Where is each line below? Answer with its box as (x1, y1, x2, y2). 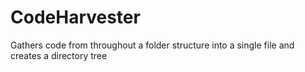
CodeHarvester (10, 6, 141, 29)
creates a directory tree (10, 49, 108, 61)
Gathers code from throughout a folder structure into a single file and (10, 39, 295, 51)
